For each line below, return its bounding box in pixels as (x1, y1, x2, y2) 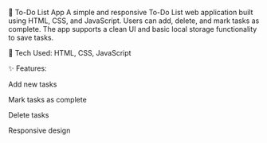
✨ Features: (8, 64, 47, 73)
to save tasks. (8, 33, 54, 42)
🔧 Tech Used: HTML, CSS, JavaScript (8, 48, 132, 57)
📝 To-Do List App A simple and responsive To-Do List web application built (8, 8, 253, 17)
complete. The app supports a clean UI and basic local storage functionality (8, 25, 257, 33)
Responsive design (8, 126, 71, 135)
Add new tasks (8, 79, 57, 89)
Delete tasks (8, 110, 49, 119)
